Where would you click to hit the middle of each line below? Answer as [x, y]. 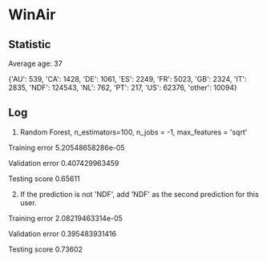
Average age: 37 [35, 63]
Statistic [30, 44]
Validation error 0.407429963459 [64, 163]
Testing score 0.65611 [44, 179]
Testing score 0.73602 [45, 249]
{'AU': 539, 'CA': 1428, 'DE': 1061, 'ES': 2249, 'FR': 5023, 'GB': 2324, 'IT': [127, 79]
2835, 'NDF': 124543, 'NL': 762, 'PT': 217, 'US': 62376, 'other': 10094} [123, 87]
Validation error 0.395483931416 [63, 233]
